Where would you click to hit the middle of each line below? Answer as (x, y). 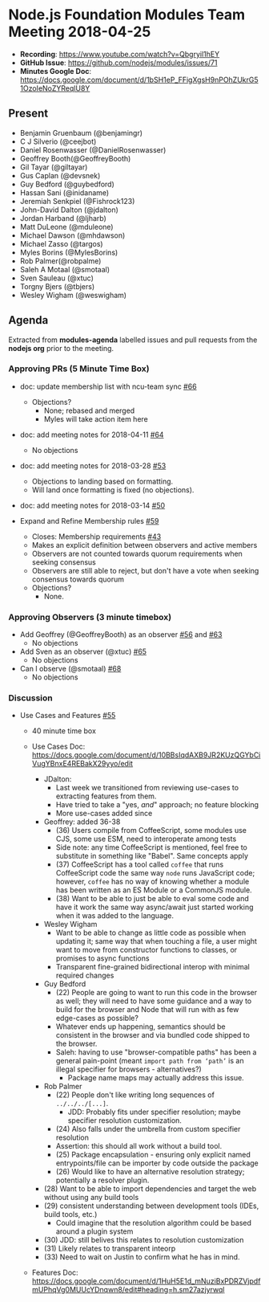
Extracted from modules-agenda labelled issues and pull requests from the (133, 340)
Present (28, 114)
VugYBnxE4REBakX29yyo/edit (82, 764)
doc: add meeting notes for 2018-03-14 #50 (92, 505)
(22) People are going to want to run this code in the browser (157, 993)
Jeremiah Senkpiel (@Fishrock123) (77, 201)
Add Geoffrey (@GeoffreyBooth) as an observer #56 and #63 (121, 635)
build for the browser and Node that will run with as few (147, 1010)
